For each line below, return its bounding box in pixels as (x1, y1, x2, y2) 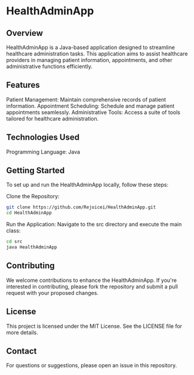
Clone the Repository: (6, 193, 60, 200)
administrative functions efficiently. (6, 63, 93, 70)
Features (6, 80, 40, 90)
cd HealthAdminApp (6, 210, 52, 216)
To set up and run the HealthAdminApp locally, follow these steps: (6, 181, 169, 189)
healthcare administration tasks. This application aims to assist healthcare (6, 50, 188, 57)
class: (6, 227, 21, 234)
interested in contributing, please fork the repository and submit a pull (6, 282, 178, 290)
